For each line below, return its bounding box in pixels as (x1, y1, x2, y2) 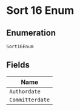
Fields (6, 60, 30, 70)
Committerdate (9, 96, 50, 103)
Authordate (9, 88, 41, 95)
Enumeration (6, 28, 56, 38)
